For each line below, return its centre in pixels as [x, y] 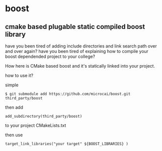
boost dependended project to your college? [50, 56]
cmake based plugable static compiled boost [75, 27]
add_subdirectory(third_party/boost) [44, 116]
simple [12, 85]
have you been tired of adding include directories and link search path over [81, 46]
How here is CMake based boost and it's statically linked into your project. [80, 66]
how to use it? [19, 75]
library [15, 34]
